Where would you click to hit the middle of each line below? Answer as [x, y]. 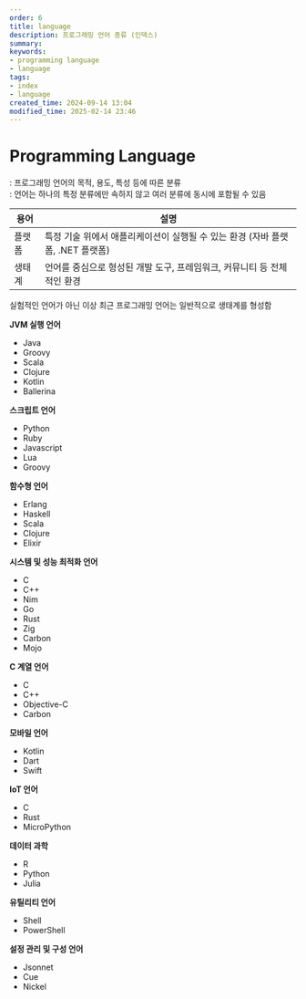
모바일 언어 [29, 733]
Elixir [32, 543]
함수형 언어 [29, 486]
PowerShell [44, 931]
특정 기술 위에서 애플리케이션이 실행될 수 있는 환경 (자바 [157, 236]
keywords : [28, 52]
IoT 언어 [24, 789]
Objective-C [46, 704]
